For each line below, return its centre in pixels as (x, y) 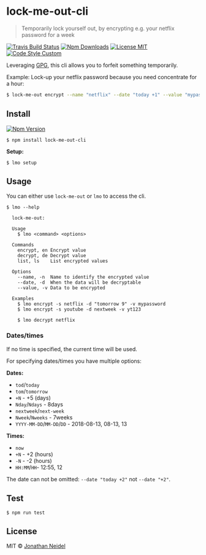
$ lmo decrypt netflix (46, 320)
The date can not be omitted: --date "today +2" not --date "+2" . (88, 479)
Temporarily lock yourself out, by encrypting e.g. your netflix (98, 28)
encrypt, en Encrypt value (52, 250)
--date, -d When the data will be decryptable (79, 283)
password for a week (48, 34)
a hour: (15, 83)
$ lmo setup (21, 163)
